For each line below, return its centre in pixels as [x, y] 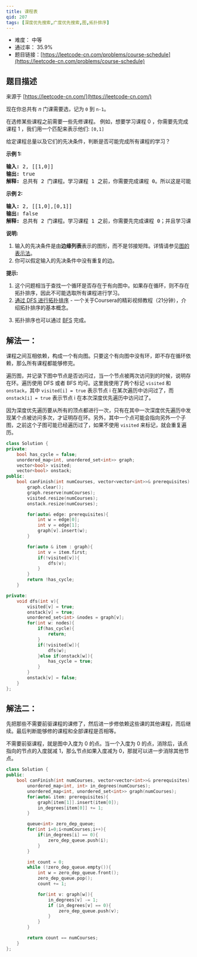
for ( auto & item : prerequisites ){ [68, 797]
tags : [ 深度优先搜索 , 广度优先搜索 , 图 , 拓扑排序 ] [58, 22]
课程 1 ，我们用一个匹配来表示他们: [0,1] [55, 129]
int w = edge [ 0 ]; [59, 520]
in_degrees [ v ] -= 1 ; [73, 900]
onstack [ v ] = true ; [51, 612]
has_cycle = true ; [70, 662]
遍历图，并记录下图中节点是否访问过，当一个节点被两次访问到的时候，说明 [96, 376]
